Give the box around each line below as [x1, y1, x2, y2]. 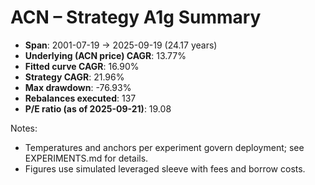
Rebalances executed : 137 [24, 92, 137, 104]
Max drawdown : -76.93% [24, 81, 132, 93]
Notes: [10, 122, 38, 134]
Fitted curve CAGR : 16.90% [24, 60, 140, 72]
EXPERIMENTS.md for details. [24, 152, 149, 164]
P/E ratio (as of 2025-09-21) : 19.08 [24, 102, 172, 115]
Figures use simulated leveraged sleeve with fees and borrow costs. [24, 162, 306, 175]
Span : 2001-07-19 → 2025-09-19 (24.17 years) [24, 39, 218, 51]
